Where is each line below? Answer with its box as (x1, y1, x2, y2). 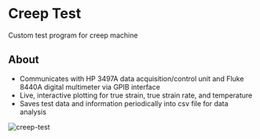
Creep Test (8, 5, 82, 23)
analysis (19, 107, 47, 116)
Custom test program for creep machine (8, 30, 138, 40)
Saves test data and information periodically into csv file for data (19, 98, 229, 108)
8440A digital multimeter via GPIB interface (19, 82, 161, 91)
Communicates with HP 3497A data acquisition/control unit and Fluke (19, 73, 244, 83)
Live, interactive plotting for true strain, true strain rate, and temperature (19, 91, 253, 100)
